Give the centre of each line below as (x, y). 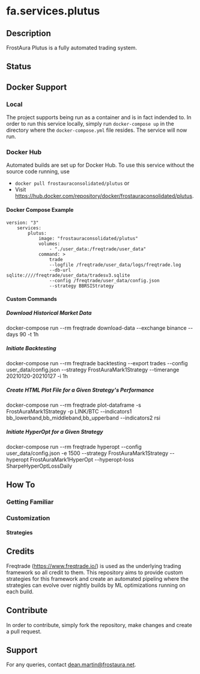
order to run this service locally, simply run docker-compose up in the (90, 124)
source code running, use (38, 172)
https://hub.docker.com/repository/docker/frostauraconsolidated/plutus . (104, 196)
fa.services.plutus (53, 11)
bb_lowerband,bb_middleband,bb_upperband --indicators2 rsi (83, 418)
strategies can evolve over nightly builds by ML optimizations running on (96, 585)
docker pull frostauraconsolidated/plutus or (72, 183)
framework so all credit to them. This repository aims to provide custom (95, 572)
